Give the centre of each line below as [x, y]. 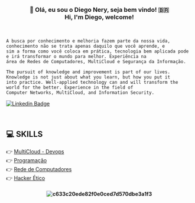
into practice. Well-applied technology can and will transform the [92, 82]
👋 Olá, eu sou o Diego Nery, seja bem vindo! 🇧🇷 [99, 10]
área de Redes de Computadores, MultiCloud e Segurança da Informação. [96, 61]
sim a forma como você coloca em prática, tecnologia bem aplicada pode [97, 51]
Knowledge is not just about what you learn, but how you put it [88, 77]
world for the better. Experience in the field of [70, 87]
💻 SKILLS [25, 134]
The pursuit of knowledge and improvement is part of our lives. [88, 72]
